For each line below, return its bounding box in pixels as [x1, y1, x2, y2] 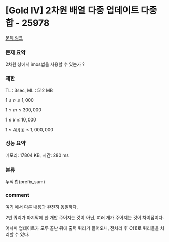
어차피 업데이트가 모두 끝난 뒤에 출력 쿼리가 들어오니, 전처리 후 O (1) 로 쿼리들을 [5, 225, 159, 231]
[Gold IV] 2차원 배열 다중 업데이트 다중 [5, 5, 157, 16]
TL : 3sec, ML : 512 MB [5, 87, 53, 93]
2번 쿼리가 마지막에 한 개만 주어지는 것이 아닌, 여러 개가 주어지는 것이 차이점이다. [5, 215, 164, 221]
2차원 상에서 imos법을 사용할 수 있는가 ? [5, 61, 85, 67]
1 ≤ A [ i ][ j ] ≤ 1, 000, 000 [5, 126, 53, 132]
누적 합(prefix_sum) [5, 179, 46, 185]
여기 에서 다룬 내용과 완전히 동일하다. [5, 204, 78, 210]
